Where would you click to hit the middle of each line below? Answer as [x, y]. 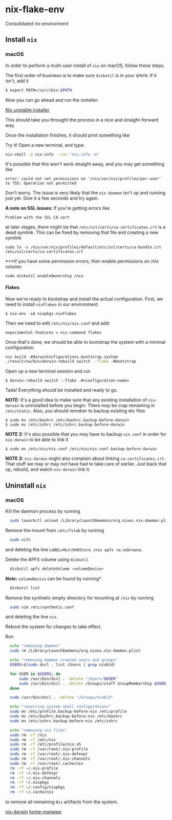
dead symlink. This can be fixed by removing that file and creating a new [82, 232]
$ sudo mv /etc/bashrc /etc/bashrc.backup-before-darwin [67, 420]
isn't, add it [17, 81]
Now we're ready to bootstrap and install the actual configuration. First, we [84, 299]
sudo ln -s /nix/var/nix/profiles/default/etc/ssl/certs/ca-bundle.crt [83, 247]
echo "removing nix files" [39, 730]
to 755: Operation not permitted [41, 183]
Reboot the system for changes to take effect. [54, 627]
